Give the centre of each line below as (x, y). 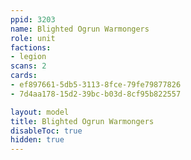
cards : (24, 76)
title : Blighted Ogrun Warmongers (82, 121)
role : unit (33, 38)
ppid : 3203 (33, 19)
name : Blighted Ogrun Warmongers (80, 29)
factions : (31, 47)
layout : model (40, 112)
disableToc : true (46, 131)
